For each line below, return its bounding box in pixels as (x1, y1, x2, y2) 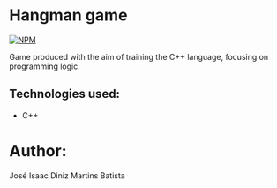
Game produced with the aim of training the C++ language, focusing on (9, 51, 269, 62)
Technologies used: (9, 86, 121, 102)
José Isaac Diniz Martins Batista (9, 169, 125, 181)
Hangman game (9, 5, 128, 26)
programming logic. (9, 61, 81, 71)
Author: (9, 140, 68, 161)
